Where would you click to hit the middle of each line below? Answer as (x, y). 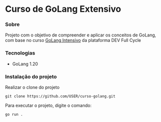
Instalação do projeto (31, 76)
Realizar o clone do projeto (32, 88)
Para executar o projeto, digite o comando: (48, 106)
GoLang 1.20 (25, 64)
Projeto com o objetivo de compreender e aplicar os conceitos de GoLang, (81, 35)
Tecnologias (20, 53)
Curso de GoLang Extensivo (63, 9)
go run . (14, 115)
